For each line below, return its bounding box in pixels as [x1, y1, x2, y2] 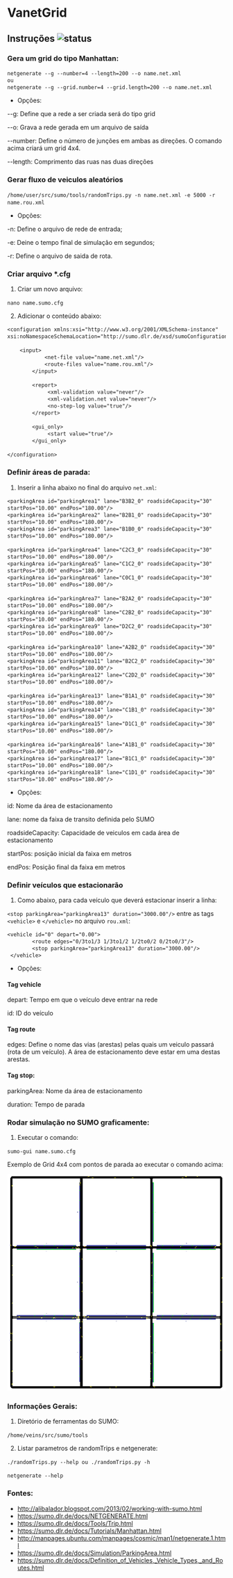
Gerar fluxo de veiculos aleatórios [7, 175, 123, 184]
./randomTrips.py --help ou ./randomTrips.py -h [7, 1459, 150, 1466]
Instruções [7, 33, 55, 45]
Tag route [7, 1024, 36, 1033]
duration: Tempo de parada [7, 1100, 85, 1109]
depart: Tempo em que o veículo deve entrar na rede [7, 996, 158, 1004]
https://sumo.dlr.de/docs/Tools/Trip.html [17, 1519, 133, 1527]
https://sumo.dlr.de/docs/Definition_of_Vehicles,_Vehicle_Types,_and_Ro [17, 1556, 223, 1564]
